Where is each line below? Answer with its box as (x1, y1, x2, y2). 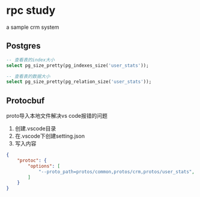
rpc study (6, 4, 56, 17)
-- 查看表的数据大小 (6, 73, 50, 79)
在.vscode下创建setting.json (14, 133, 85, 140)
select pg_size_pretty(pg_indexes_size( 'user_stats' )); (6, 62, 149, 68)
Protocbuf (6, 95, 45, 106)
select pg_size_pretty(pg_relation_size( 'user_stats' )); (6, 79, 152, 85)
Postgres (6, 41, 41, 51)
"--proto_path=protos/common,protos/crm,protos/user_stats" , (38, 169, 195, 175)
